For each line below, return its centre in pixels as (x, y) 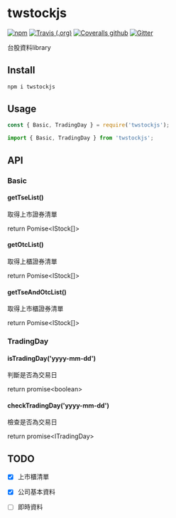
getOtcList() (26, 245)
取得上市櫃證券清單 (35, 309)
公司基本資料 (36, 492)
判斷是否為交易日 (32, 375)
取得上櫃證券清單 (32, 261)
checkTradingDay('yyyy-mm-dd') (59, 405)
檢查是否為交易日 (32, 422)
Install (21, 70)
